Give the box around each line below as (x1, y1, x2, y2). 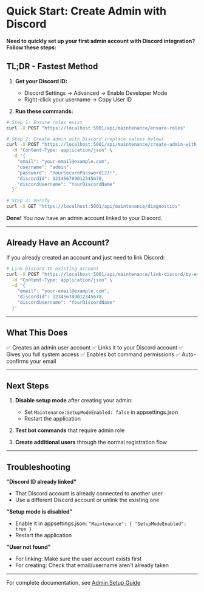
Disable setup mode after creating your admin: (15, 397, 133, 404)
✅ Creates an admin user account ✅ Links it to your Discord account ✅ (6, 343, 184, 351)
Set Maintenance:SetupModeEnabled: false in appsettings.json (24, 408, 178, 416)
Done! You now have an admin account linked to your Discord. (6, 215, 163, 221)
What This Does (6, 328, 68, 338)
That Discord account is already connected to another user (15, 490, 163, 497)
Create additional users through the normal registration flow (15, 439, 168, 446)
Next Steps (6, 381, 49, 391)
